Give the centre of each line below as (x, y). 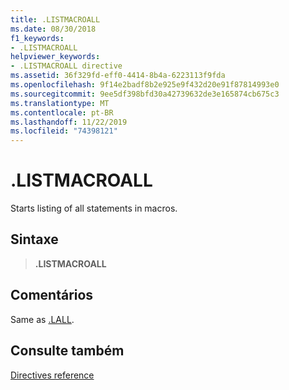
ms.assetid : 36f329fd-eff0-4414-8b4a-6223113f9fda (118, 76)
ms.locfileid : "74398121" (64, 131)
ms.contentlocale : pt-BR (62, 112)
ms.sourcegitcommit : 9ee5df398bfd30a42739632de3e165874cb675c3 (145, 94)
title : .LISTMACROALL (55, 19)
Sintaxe (34, 239)
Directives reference (52, 375)
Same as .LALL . (42, 319)
